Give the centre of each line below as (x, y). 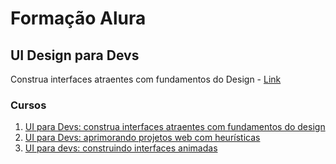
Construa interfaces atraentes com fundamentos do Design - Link (146, 79)
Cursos (28, 105)
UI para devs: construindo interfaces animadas (121, 148)
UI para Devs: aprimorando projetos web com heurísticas (142, 138)
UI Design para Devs (75, 55)
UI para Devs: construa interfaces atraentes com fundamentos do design (175, 127)
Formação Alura (78, 18)
